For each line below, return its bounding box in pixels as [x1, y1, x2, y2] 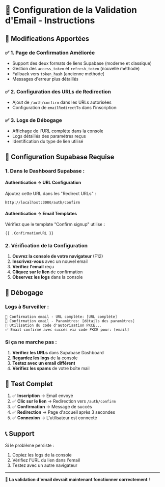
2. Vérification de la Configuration [5, 242, 88, 249]
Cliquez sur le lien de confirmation [12, 269, 83, 275]
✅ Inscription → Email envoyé [12, 393, 74, 399]
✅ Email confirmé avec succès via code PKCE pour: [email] [5, 327, 129, 332]
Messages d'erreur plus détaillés [12, 76, 79, 82]
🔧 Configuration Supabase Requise [5, 152, 114, 161]
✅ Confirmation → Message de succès [12, 404, 92, 410]
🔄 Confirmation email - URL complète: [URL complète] [5, 315, 118, 319]
